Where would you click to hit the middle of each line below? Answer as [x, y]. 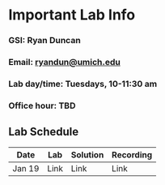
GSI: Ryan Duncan [44, 41]
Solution [87, 154]
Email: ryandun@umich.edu [65, 62]
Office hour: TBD [42, 105]
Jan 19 [26, 168]
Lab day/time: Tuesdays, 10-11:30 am [83, 84]
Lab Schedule [44, 132]
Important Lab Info [72, 15]
